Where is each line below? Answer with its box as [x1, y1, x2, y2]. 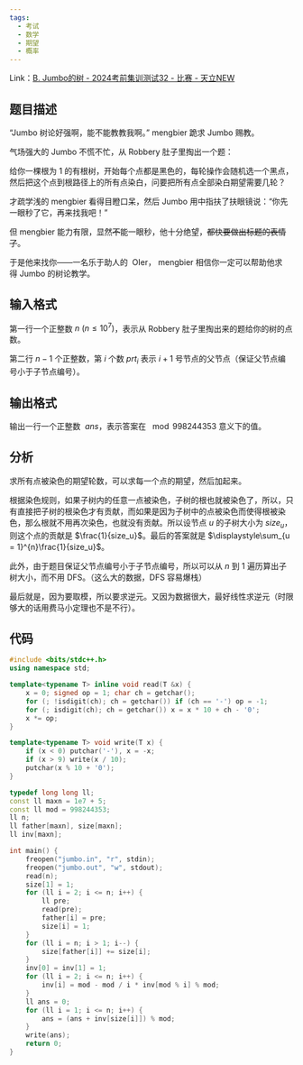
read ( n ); [25, 871, 59, 880]
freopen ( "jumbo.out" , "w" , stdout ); [25, 863, 164, 872]
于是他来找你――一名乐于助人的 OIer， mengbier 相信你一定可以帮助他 [9, 256, 275, 267]
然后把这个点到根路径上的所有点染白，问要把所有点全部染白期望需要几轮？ [9, 177, 286, 188]
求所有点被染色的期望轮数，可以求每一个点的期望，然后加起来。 [9, 475, 246, 486]
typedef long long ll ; [9, 788, 95, 797]
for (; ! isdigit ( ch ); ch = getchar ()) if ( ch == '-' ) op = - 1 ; [25, 696, 269, 706]
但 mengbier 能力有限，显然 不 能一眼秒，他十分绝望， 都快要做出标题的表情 [9, 226, 287, 237]
